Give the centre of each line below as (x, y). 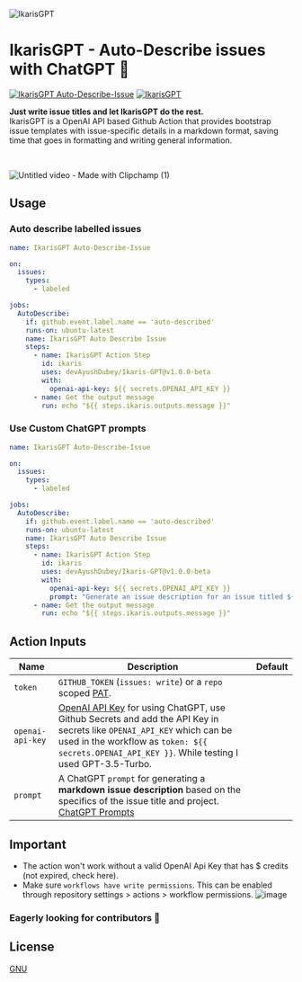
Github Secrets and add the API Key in (138, 719)
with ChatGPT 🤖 (70, 70)
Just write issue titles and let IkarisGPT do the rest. (107, 112)
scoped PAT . (85, 693)
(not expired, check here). (70, 875)
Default (272, 667)
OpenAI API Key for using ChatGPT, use (142, 708)
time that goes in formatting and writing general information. (121, 140)
